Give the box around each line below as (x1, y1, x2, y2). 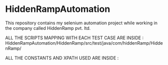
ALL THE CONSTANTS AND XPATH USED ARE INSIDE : (5, 55, 119, 61)
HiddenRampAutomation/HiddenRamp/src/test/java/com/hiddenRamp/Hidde (5, 40, 163, 46)
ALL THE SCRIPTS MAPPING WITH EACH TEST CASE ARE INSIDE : (5, 35, 144, 41)
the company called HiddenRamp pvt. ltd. (5, 25, 91, 31)
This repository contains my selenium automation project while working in (5, 20, 158, 26)
